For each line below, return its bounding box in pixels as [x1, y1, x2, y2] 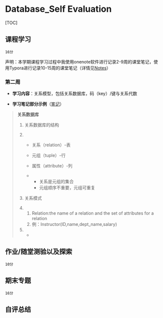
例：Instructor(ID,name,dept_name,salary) [31, 222, 117, 227]
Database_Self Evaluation [5, 3, 112, 15]
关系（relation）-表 [31, 142, 71, 148]
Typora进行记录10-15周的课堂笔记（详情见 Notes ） [9, 65, 111, 71]
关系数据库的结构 [24, 122, 59, 128]
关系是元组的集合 [39, 179, 74, 185]
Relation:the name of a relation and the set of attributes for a [31, 210, 154, 216]
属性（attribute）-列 [31, 163, 73, 169]
